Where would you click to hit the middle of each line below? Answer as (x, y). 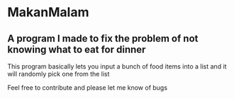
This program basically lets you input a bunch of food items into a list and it (117, 66)
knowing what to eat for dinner (77, 49)
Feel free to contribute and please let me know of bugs (88, 88)
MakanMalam (49, 12)
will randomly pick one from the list (58, 74)
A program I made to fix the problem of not (103, 39)
